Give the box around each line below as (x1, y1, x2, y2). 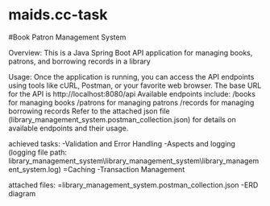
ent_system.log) (8, 164, 62, 174)
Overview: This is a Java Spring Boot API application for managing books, (8, 47, 253, 57)
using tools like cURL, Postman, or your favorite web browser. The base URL (8, 80, 262, 90)
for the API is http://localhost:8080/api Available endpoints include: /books (8, 89, 256, 98)
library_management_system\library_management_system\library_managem (8, 155, 260, 166)
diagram (8, 188, 36, 198)
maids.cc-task (8, 6, 108, 24)
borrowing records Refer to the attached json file (8, 106, 171, 116)
